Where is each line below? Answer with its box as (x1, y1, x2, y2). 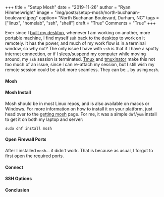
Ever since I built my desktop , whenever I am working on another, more (5, 30, 150, 35)
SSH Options (5, 176, 32, 182)
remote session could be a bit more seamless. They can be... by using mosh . (5, 67, 160, 73)
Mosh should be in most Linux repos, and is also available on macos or (5, 100, 150, 106)
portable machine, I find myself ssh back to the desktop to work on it (5, 35, 145, 41)
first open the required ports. (5, 153, 64, 159)
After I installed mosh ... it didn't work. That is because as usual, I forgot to (5, 148, 154, 153)
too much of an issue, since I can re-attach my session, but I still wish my (5, 62, 155, 67)
